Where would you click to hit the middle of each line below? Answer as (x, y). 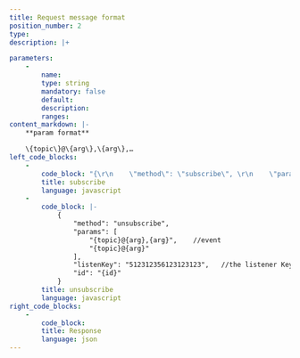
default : (58, 100)
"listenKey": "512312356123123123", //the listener (175, 265)
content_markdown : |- (50, 125)
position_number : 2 (46, 26)
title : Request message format (67, 17)
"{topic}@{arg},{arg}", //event (155, 240)
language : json (70, 339)
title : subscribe (73, 182)
